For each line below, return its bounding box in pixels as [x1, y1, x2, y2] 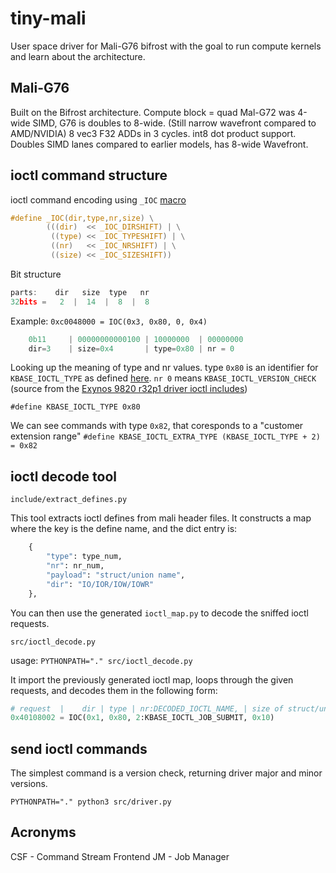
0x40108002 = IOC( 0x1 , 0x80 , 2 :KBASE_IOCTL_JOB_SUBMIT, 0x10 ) [10, 713, 275, 723]
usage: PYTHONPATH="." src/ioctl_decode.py [10, 654, 193, 666]
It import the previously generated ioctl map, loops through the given [10, 673, 294, 686]
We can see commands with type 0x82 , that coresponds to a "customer [10, 420, 304, 432]
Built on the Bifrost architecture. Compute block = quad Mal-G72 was [10, 106, 296, 118]
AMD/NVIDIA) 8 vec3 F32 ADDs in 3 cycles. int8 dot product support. [10, 127, 297, 139]
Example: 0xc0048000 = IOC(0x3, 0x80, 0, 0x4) [10, 315, 208, 327]
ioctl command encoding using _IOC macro [10, 193, 187, 206]
